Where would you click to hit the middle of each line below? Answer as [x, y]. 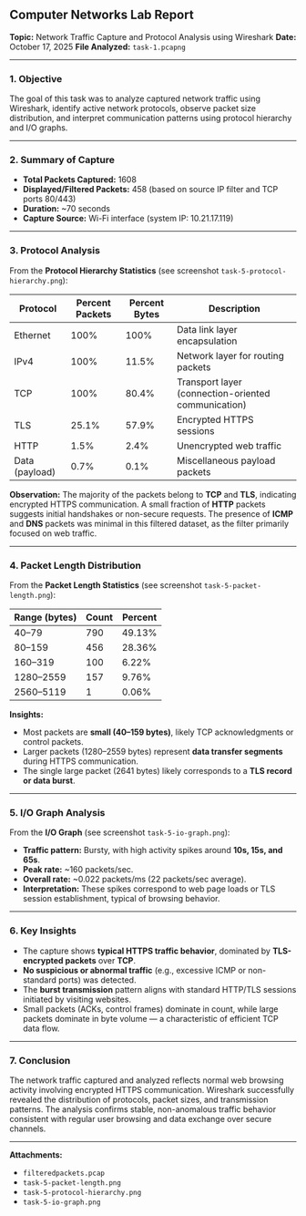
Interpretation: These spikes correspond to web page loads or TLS [149, 889]
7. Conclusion [40, 1060]
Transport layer [209, 382]
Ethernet [32, 335]
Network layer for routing [230, 356]
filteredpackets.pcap [63, 1173]
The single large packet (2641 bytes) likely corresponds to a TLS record [158, 771]
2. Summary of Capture [62, 160]
